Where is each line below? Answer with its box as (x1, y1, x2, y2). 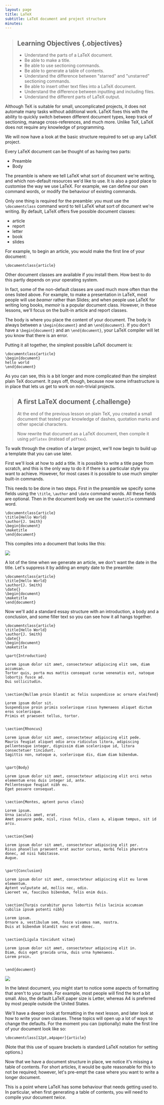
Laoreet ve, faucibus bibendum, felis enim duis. (5, 890, 109, 895)
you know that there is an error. (5, 333, 69, 339)
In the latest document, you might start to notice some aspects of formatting (5, 985, 159, 991)
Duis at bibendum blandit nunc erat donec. (5, 924, 95, 929)
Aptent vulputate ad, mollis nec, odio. (5, 885, 89, 890)
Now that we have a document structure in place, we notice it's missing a (5, 1058, 153, 1064)
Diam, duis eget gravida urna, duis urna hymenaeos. (5, 950, 115, 955)
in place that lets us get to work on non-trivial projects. (5, 384, 116, 390)
